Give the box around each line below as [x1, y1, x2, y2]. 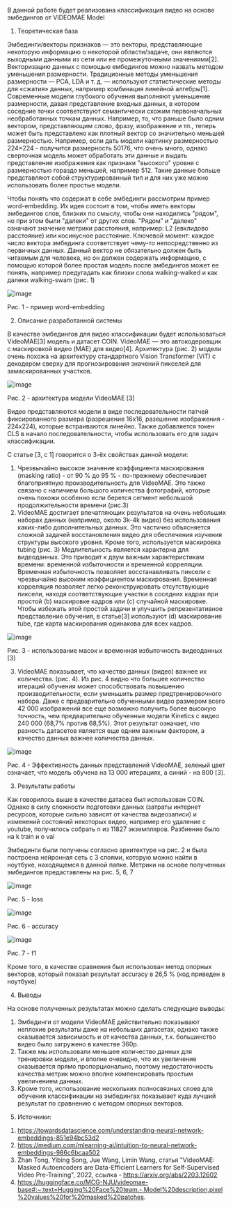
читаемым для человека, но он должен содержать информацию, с [7, 254, 207, 262]
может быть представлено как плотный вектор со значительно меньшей [7, 129, 225, 137]
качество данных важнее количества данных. [17, 734, 155, 742]
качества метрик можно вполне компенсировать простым [17, 1069, 193, 1078]
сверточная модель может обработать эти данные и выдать [7, 151, 188, 160]
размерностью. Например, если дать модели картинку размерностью [7, 137, 218, 145]
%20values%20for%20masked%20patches [17, 1193, 145, 1201]
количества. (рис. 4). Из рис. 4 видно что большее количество [17, 675, 205, 683]
